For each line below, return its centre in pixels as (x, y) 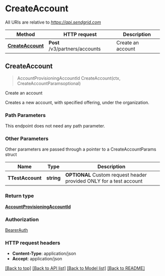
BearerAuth (17, 230)
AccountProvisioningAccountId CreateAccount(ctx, (69, 78)
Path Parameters (25, 115)
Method (26, 34)
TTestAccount (25, 178)
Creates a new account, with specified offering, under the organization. (77, 102)
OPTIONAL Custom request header (106, 175)
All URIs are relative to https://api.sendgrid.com (53, 22)
